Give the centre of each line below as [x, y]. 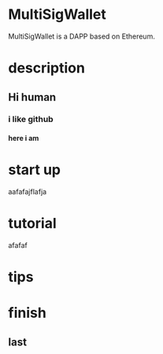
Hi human [32, 97]
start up [35, 170]
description [46, 68]
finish [28, 313]
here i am [24, 138]
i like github [31, 120]
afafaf [18, 245]
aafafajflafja [28, 191]
